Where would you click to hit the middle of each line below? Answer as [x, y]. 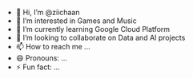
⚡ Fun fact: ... [38, 67]
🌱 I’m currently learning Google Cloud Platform [93, 29]
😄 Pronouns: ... [42, 58]
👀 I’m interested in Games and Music [76, 21]
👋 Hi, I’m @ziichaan [48, 12]
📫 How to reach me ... [53, 47]
